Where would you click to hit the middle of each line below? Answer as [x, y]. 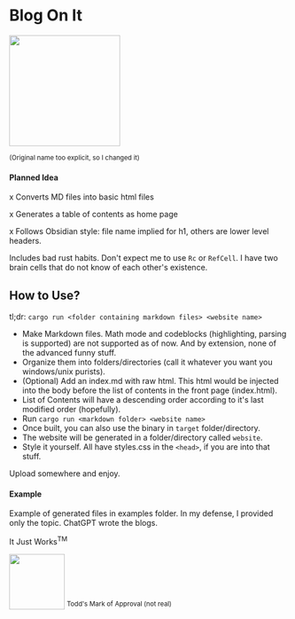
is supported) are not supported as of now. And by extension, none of [149, 343]
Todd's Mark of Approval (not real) [119, 604]
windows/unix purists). [64, 371]
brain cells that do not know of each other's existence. [109, 268]
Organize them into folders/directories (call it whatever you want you [147, 362]
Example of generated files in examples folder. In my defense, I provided [141, 513]
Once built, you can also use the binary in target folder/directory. [141, 427]
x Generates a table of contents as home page [94, 215]
